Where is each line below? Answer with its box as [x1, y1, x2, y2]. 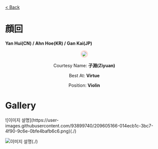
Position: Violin [68, 82, 100, 88]
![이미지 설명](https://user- [5, 117, 59, 123]
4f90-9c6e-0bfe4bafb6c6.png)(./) [5, 128, 77, 134]
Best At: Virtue [69, 72, 100, 78]
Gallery [5, 100, 36, 111]
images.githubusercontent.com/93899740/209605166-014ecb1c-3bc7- [5, 122, 153, 128]
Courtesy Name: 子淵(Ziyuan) [53, 62, 115, 68]
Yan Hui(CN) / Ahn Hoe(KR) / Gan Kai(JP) [5, 40, 93, 46]
